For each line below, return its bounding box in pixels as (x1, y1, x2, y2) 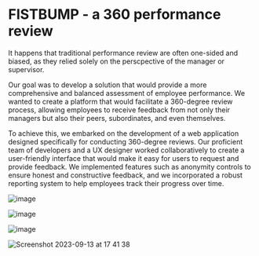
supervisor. (8, 64, 45, 74)
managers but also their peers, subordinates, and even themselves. (8, 113, 226, 123)
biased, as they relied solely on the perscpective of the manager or (8, 57, 225, 66)
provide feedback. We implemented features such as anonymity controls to (8, 162, 251, 171)
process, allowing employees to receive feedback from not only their (8, 104, 230, 115)
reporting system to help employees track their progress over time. (8, 178, 224, 188)
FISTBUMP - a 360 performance (8, 5, 221, 24)
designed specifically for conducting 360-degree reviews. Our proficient (8, 137, 243, 146)
